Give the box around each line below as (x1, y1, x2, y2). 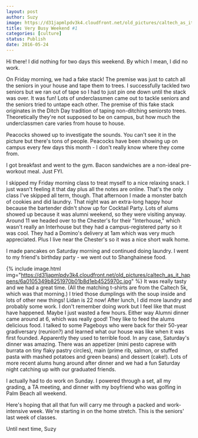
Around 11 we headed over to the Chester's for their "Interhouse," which (6, 217, 181, 224)
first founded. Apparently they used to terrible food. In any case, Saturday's (6, 334, 190, 341)
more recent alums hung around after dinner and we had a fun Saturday (6, 359, 180, 366)
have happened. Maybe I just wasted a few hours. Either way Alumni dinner (6, 309, 189, 316)
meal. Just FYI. (27, 168, 64, 175)
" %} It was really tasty (131, 278, 187, 285)
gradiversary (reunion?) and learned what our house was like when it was (6, 328, 184, 335)
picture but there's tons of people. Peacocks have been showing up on (6, 137, 179, 144)
